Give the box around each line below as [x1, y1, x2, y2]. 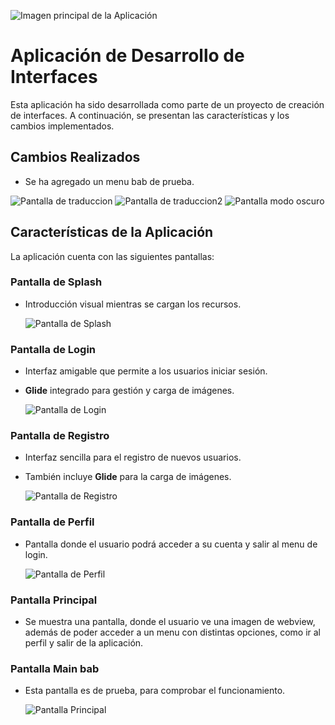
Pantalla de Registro [10, 429, 110, 443]
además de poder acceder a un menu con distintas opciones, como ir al [24, 626, 322, 639]
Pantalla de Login [10, 342, 97, 356]
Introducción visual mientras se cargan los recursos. [24, 298, 242, 310]
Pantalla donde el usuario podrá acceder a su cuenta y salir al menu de [24, 538, 318, 550]
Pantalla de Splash [10, 275, 103, 289]
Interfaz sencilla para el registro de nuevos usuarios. [24, 451, 242, 464]
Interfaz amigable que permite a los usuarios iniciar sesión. [24, 365, 268, 377]
